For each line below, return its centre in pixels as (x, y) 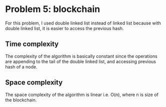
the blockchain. (21, 100)
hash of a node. (21, 66)
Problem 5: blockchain (53, 9)
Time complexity (32, 44)
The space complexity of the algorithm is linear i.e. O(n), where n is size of (82, 94)
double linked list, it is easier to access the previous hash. (64, 28)
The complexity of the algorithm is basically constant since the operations (81, 56)
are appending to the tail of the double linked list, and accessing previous (81, 61)
